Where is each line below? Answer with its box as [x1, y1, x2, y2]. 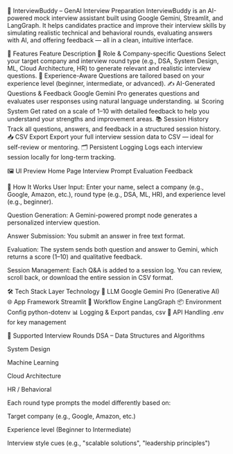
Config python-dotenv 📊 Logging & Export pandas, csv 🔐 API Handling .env [7, 308, 224, 316]
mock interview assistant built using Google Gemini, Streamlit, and [33, 14, 223, 22]
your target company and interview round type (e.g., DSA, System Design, [7, 57, 219, 65]
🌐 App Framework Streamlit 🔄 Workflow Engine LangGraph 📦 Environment [7, 298, 222, 306]
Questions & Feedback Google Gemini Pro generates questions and [7, 89, 200, 97]
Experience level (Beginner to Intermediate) [7, 426, 132, 433]
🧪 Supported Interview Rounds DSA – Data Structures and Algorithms [7, 331, 205, 340]
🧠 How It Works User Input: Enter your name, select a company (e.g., [7, 183, 204, 191]
